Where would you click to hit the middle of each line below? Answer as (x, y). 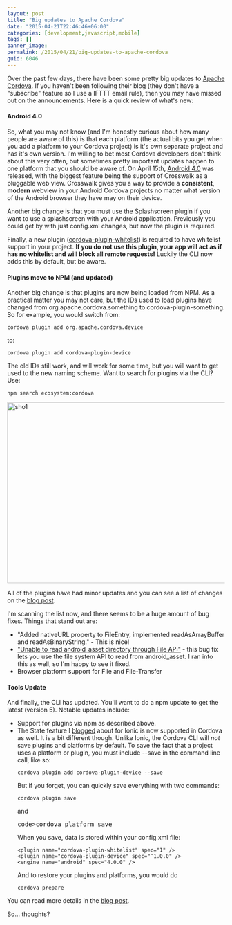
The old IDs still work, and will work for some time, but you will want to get (113, 366)
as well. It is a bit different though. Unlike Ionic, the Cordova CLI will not (118, 738)
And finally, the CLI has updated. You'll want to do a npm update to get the (113, 703)
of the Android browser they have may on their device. (85, 197)
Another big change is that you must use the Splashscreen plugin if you (109, 211)
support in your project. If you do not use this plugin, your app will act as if (115, 246)
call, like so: (34, 760)
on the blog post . (31, 600)
